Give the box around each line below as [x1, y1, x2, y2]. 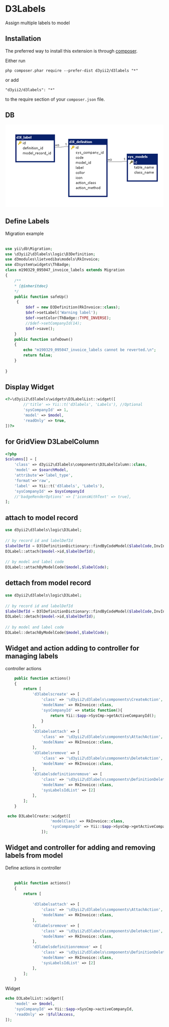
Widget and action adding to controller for [5, 644, 140, 652]
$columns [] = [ [5, 457, 37, 462]
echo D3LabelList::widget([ [5, 996, 64, 1001]
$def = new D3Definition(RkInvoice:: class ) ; [25, 305, 121, 310]
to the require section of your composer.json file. [5, 96, 105, 102]
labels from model [5, 851, 63, 860]
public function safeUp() [14, 294, 69, 299]
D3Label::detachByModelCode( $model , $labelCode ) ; [5, 630, 109, 635]
